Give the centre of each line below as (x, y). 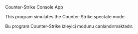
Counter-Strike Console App (34, 7)
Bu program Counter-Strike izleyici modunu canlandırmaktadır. (69, 26)
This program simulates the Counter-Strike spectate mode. (66, 17)
